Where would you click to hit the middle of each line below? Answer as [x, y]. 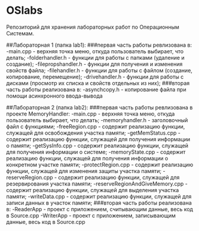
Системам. [20, 33]
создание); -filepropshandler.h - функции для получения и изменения [94, 64]
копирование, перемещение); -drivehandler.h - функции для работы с [95, 77]
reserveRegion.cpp [30, 177]
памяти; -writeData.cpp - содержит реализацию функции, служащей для [99, 196]
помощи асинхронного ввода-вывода [54, 96]
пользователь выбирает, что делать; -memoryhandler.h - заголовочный [97, 120]
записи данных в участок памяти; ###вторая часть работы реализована [99, 203]
